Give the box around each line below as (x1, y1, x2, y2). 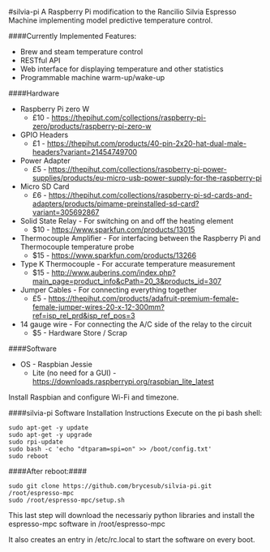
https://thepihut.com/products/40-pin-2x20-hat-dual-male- (47, 139, 247, 148)
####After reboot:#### (8, 466, 88, 476)
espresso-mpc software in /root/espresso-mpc (8, 519, 166, 528)
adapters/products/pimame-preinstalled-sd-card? (32, 199, 199, 208)
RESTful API (19, 56, 61, 65)
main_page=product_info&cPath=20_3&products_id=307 (32, 276, 221, 286)
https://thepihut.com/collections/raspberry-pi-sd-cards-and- (48, 190, 253, 199)
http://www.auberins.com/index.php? (51, 267, 176, 277)
